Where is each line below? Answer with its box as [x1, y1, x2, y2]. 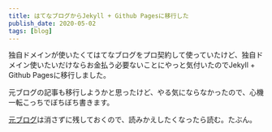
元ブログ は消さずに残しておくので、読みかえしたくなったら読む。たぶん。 [8, 115, 257, 125]
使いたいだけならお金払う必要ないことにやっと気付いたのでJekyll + [29, 60, 256, 70]
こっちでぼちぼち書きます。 [22, 98, 114, 108]
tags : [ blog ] [8, 27, 53, 35]
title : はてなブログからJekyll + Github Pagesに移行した [8, 11, 189, 20]
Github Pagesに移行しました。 [8, 70, 111, 80]
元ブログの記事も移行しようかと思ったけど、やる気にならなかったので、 [8, 87, 250, 97]
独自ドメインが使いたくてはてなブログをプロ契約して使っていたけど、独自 [8, 50, 257, 60]
